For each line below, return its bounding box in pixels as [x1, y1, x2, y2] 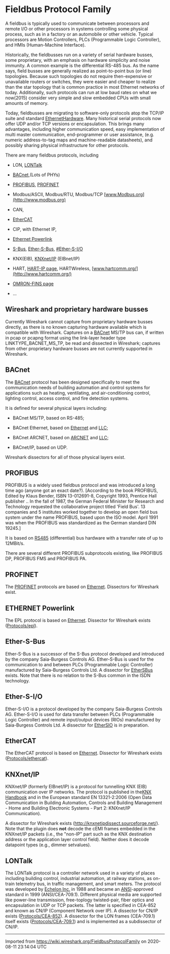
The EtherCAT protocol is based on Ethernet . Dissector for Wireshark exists [5, 750, 162, 756]
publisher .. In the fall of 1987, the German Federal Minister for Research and [5, 498, 164, 505]
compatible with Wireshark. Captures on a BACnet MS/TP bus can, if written [5, 329, 164, 335]
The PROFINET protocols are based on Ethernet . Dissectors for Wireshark [5, 584, 159, 590]
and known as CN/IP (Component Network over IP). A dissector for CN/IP [5, 908, 158, 914]
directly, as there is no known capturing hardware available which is [5, 324, 147, 330]
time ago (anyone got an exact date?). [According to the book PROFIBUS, [5, 487, 158, 493]
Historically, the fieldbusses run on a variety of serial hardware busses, [5, 52, 153, 58]
